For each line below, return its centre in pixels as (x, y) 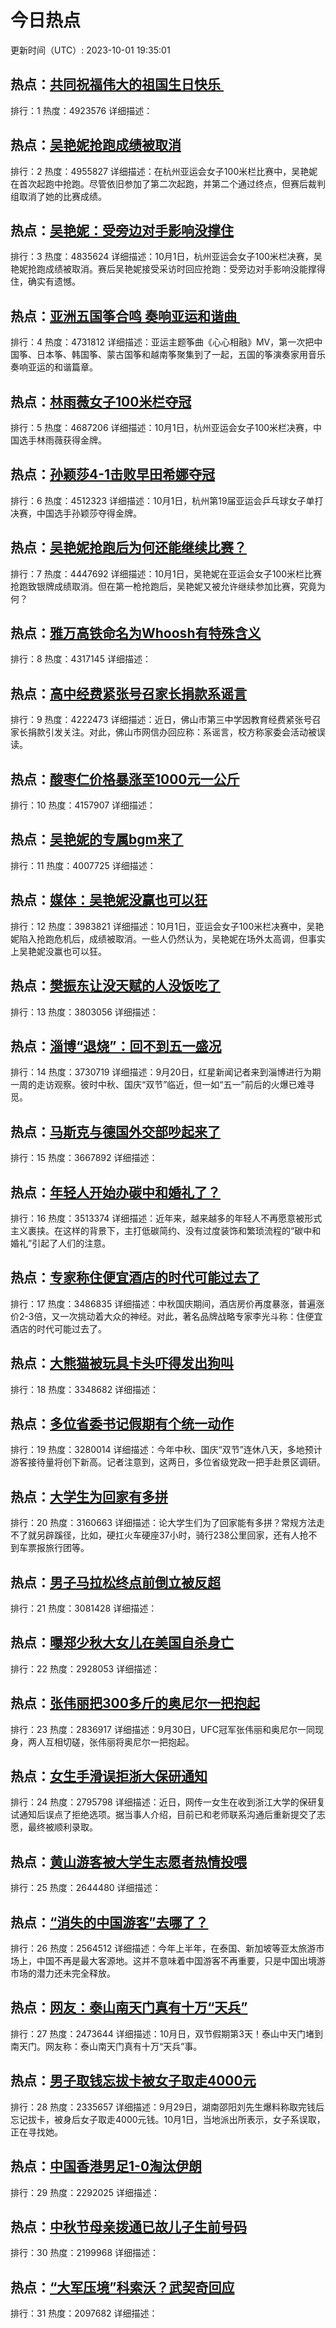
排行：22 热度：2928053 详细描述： (85, 1668)
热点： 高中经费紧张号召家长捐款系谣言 (128, 693)
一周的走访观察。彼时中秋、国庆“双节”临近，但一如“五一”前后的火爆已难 (158, 1085)
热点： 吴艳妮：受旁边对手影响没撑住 (122, 230)
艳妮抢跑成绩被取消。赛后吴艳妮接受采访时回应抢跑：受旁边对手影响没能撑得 (168, 269)
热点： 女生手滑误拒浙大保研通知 (109, 1776)
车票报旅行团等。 (54, 1548)
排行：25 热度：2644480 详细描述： (86, 1888)
